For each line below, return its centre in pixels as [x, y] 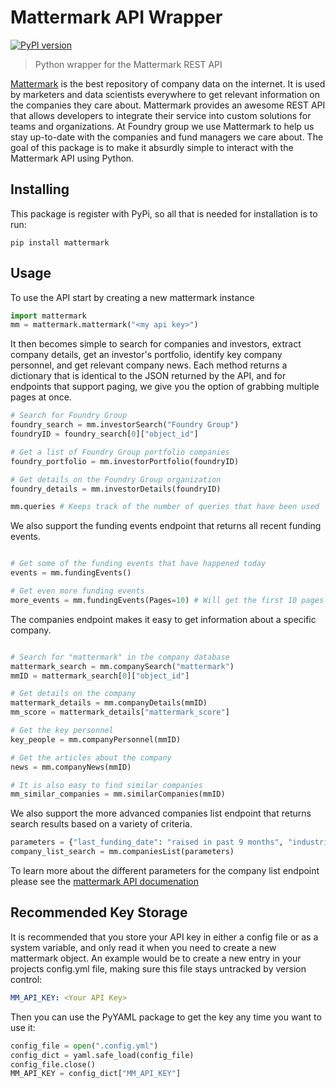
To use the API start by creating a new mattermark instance [132, 297]
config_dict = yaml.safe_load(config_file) [102, 1055]
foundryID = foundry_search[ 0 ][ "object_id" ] [104, 434]
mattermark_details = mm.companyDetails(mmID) [109, 703]
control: [26, 979]
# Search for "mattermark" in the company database [120, 657]
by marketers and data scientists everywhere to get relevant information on [165, 94]
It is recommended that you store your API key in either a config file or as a [164, 937]
